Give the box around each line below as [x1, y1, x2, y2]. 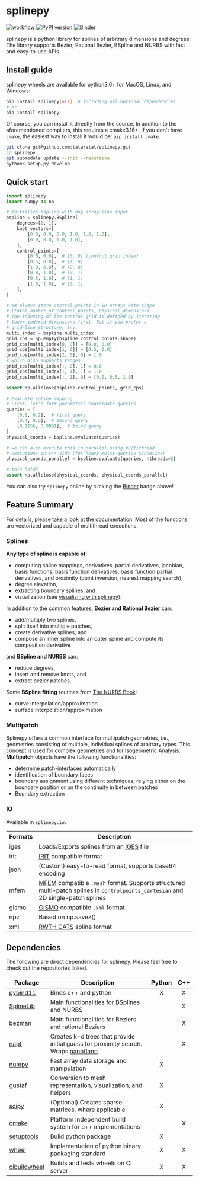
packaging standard [50, 1149, 106, 1158]
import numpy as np [6, 199, 54, 205]
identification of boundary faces [14, 771, 94, 778]
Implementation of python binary [50, 1142, 141, 1151]
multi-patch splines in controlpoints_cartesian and [38, 886, 184, 895]
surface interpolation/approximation [14, 707, 102, 714]
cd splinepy [6, 150, 36, 156]
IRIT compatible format [38, 852, 102, 860]
